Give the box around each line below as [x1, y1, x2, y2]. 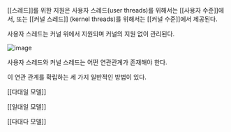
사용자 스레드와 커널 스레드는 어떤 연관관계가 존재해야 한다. [7, 58, 167, 66]
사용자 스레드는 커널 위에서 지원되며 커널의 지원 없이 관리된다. [7, 30, 175, 38]
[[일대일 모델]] [7, 103, 47, 110]
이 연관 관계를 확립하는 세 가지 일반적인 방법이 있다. [7, 73, 147, 81]
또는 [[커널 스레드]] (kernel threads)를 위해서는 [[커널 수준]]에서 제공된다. [16, 15, 218, 23]
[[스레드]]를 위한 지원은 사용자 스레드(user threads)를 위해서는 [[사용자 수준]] [7, 6, 218, 14]
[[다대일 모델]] [7, 88, 47, 96]
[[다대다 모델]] [7, 117, 47, 126]
